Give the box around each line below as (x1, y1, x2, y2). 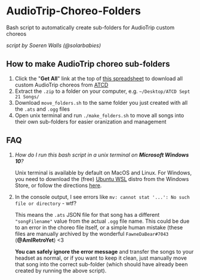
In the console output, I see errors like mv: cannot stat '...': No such (14, 193, 190, 200)
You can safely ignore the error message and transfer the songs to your (14, 248, 194, 255)
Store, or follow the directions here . (14, 182, 102, 189)
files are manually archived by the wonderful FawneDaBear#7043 (14, 230, 169, 237)
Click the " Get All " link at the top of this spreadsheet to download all (14, 74, 183, 82)
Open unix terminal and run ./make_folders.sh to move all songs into (14, 111, 184, 119)
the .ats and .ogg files (14, 105, 70, 113)
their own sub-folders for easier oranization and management (14, 118, 167, 125)
